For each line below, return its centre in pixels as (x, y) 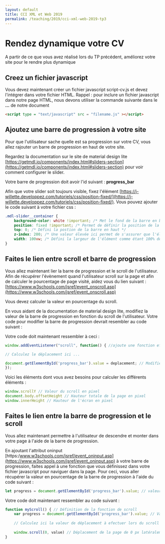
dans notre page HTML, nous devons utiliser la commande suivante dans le (81, 100)
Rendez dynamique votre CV (65, 43)
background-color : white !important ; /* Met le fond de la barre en (85, 221)
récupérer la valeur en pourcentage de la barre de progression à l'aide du (79, 476)
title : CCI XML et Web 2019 (34, 14)
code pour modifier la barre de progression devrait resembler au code (76, 321)
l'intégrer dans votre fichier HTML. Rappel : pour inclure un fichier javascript (82, 95)
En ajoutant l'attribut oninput (34, 450)
